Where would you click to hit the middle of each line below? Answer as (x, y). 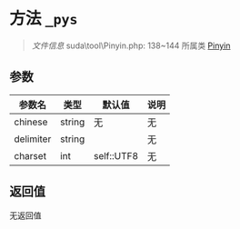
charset (30, 155)
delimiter (33, 139)
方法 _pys (44, 19)
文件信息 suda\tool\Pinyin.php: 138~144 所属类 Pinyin (131, 45)
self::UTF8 (116, 155)
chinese (31, 122)
